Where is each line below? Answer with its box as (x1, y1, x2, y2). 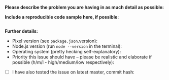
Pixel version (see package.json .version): (12, 38, 97, 44)
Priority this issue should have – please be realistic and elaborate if (12, 54, 152, 60)
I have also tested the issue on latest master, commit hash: (12, 69, 135, 75)
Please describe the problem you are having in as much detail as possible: (5, 5, 164, 10)
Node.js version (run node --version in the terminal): (12, 43, 122, 49)
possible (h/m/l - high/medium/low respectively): (12, 59, 115, 65)
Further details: (5, 28, 39, 34)
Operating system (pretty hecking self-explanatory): (12, 49, 121, 54)
